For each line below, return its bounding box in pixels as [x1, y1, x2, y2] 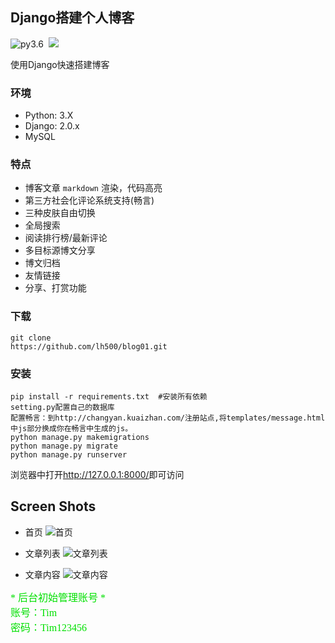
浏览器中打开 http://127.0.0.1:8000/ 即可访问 [10, 469, 185, 480]
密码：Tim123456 [10, 621, 88, 633]
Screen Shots [10, 498, 97, 515]
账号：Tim [10, 606, 58, 618]
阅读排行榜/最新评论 [24, 232, 108, 244]
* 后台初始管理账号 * [10, 591, 107, 603]
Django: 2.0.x [24, 120, 80, 132]
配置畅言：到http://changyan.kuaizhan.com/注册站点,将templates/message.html [10, 413, 326, 423]
